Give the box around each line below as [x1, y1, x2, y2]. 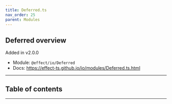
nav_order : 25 [5, 12, 36, 17]
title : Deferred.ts [5, 7, 47, 13]
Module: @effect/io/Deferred [12, 59, 75, 66]
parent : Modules [5, 17, 40, 22]
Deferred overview [5, 36, 67, 45]
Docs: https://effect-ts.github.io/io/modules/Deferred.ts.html [12, 65, 141, 71]
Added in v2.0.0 [5, 50, 39, 56]
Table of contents [5, 85, 62, 93]
